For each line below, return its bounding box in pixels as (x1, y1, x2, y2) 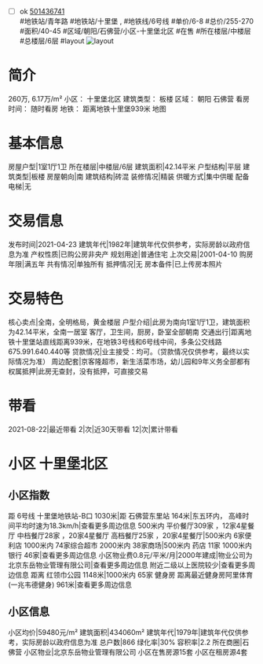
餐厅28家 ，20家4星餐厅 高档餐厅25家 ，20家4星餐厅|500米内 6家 (30, 530, 245, 540)
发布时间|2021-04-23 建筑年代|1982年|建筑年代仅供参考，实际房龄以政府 (8, 239, 243, 249)
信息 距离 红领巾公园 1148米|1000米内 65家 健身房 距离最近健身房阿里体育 (14, 570, 254, 579)
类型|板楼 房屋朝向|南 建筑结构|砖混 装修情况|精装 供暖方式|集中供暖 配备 (14, 172, 250, 181)
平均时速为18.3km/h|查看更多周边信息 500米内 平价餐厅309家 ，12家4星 (14, 521, 248, 530)
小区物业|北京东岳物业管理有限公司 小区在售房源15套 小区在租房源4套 (23, 647, 248, 656)
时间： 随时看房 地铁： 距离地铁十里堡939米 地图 (8, 104, 166, 113)
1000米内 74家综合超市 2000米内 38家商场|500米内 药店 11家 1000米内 (23, 540, 253, 550)
